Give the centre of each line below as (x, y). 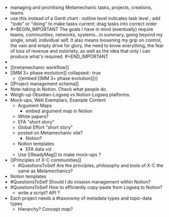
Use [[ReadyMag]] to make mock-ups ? (59, 154)
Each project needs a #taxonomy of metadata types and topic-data (81, 198)
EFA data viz (39, 149)
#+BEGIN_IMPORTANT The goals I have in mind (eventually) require (82, 29)
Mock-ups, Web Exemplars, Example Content (58, 100)
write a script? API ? (39, 193)
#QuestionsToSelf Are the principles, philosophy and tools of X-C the (91, 165)
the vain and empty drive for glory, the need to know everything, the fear (87, 45)
